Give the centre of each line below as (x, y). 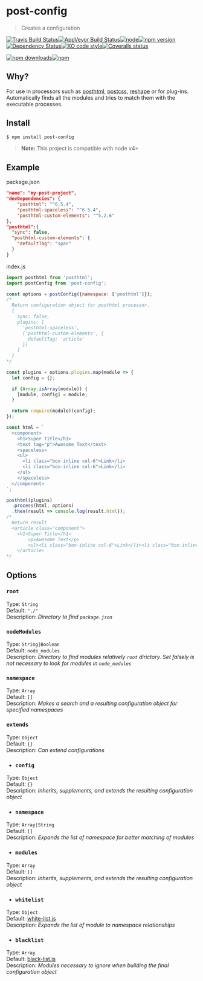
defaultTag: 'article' (56, 339)
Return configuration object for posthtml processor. (81, 305)
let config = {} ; (34, 378)
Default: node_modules (33, 651)
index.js (16, 266)
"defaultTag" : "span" (44, 244)
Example (23, 167)
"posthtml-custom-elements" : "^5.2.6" (66, 216)
